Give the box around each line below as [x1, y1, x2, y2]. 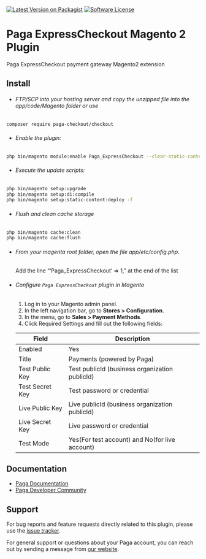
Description [115, 334, 150, 343]
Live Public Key [18, 404, 63, 412]
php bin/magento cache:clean [6, 229, 81, 236]
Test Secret [18, 382, 52, 391]
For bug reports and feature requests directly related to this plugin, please [6, 520, 193, 528]
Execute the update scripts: [15, 166, 85, 174]
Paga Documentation [15, 480, 69, 487]
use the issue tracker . [6, 527, 61, 534]
